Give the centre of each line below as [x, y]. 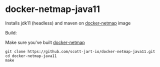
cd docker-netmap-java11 [31, 56]
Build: [11, 32]
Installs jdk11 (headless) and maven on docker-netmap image [68, 23]
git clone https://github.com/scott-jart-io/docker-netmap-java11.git [80, 51]
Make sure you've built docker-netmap [45, 42]
